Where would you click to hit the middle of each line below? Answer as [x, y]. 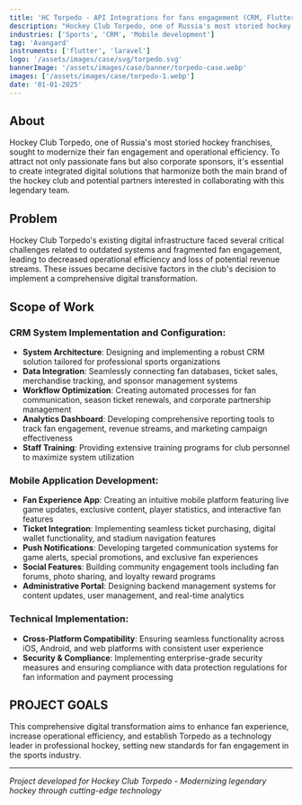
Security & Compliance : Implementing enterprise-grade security [142, 657]
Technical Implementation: [69, 619]
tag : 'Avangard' [40, 43]
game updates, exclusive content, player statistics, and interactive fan [151, 510]
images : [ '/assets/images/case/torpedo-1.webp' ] [102, 76]
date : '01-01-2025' [46, 85]
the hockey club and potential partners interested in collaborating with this [147, 181]
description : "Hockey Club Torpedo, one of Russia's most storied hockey [151, 26]
